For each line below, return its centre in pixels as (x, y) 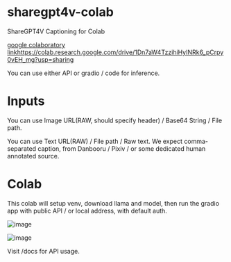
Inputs (26, 101)
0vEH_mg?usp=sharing (41, 59)
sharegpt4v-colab (61, 12)
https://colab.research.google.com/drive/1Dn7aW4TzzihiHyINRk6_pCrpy (120, 52)
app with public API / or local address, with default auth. (87, 211)
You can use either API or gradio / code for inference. (84, 73)
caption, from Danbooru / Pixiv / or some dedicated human (122, 148)
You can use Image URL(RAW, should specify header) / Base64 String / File (115, 120)
